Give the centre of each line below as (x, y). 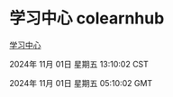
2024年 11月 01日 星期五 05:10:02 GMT (81, 83)
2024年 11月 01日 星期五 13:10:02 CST (79, 64)
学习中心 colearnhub (87, 18)
